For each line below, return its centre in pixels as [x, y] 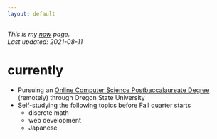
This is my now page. [39, 34]
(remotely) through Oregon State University [81, 97]
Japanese [43, 128]
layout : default [31, 14]
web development [55, 120]
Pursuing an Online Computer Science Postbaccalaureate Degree [113, 90]
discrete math [48, 112]
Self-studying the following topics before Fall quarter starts [104, 105]
